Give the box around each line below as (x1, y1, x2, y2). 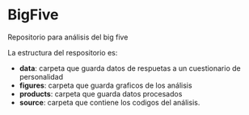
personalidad (19, 72, 64, 81)
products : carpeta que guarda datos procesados (19, 88, 183, 98)
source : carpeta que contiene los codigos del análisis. (19, 97, 200, 107)
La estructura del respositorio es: (7, 47, 118, 57)
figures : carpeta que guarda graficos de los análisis (19, 80, 192, 90)
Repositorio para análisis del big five (7, 32, 129, 42)
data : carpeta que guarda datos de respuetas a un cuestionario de (19, 63, 241, 73)
